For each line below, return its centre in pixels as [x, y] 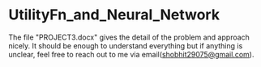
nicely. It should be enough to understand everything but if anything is [126, 45]
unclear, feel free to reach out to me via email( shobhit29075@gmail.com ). [131, 54]
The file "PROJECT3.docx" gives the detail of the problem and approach [129, 37]
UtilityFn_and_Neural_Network [114, 15]
